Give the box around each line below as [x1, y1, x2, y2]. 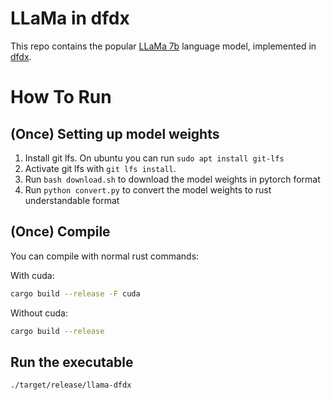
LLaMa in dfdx [10, 7, 130, 30]
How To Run [10, 86, 112, 109]
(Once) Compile [10, 223, 111, 241]
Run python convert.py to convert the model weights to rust [24, 183, 272, 196]
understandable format [24, 194, 120, 206]
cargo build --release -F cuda [10, 288, 141, 299]
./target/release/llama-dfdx [10, 380, 132, 391]
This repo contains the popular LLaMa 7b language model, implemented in [10, 40, 317, 52]
